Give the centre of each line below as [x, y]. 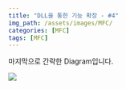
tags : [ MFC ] [28, 38]
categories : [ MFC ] [39, 30]
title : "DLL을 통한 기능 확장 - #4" [63, 15]
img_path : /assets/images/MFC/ [61, 23]
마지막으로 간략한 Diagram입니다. [61, 61]
